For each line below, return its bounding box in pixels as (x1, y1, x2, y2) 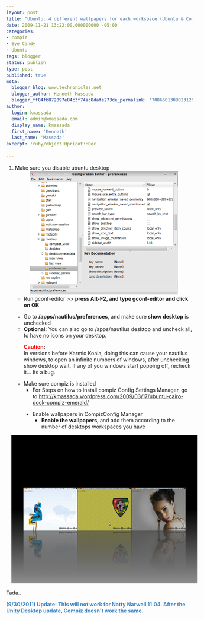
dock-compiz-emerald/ (32, 399, 89, 406)
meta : (6, 78, 20, 84)
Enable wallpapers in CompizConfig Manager (32, 410, 143, 418)
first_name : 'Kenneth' (11, 128, 67, 135)
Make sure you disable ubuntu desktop (14, 164, 110, 171)
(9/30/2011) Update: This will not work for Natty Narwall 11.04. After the (6, 600, 186, 608)
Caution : (23, 343, 46, 350)
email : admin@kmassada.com (11, 116, 78, 122)
